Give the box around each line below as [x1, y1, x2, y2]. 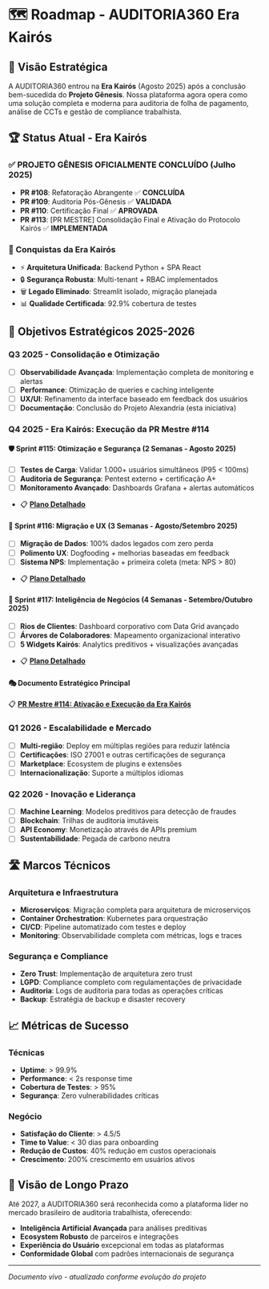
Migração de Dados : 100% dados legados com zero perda [19, 539, 214, 549]
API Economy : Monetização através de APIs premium [19, 825, 198, 834]
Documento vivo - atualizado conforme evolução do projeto [8, 1272, 207, 1282]
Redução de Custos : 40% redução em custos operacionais [19, 1146, 216, 1156]
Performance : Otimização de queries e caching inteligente [19, 385, 215, 394]
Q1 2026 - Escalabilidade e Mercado [8, 723, 152, 734]
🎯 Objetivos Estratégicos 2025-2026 [8, 325, 195, 339]
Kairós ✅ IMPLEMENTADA [19, 223, 108, 233]
